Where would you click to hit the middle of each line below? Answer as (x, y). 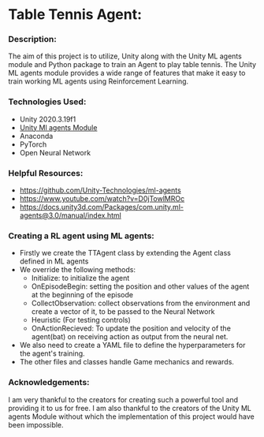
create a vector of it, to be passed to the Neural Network (123, 312)
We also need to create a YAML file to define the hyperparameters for (132, 345)
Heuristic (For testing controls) (81, 320)
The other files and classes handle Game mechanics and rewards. (127, 362)
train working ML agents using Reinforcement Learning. (99, 81)
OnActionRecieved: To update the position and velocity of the (131, 328)
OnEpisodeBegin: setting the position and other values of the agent (140, 286)
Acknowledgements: (49, 383)
